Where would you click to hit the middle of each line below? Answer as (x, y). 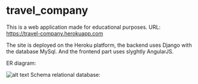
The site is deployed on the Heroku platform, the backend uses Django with (99, 45)
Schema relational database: (65, 74)
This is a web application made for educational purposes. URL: (83, 27)
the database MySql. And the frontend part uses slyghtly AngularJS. (90, 51)
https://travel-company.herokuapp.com (55, 33)
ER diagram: (21, 63)
